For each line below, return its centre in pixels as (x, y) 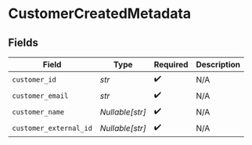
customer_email (40, 96)
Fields (23, 43)
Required (171, 65)
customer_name (38, 112)
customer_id (34, 80)
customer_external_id (52, 128)
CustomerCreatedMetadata (100, 14)
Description (218, 65)
